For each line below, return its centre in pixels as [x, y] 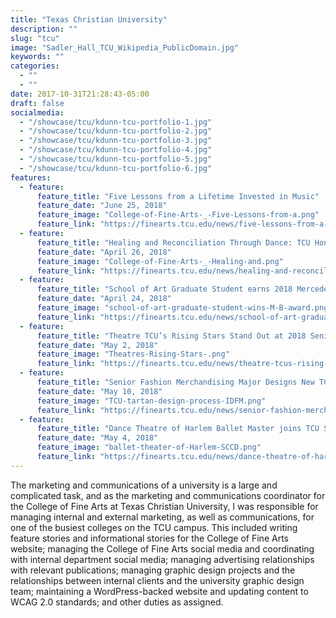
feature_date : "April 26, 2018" [104, 252]
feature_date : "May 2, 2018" [97, 345]
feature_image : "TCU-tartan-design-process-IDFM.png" [151, 401]
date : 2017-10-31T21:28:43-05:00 [80, 94]
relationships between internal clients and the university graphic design [157, 580]
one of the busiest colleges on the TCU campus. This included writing [154, 527]
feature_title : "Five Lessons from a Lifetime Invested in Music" [178, 196]
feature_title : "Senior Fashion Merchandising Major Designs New [175, 382]
